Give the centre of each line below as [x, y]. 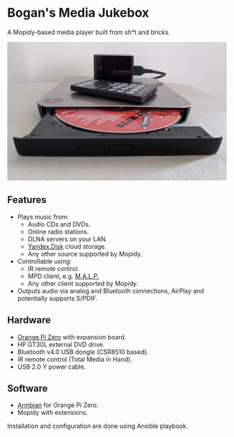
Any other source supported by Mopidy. [85, 254]
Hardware [29, 320]
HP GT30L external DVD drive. [61, 344]
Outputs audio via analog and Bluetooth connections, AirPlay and [110, 291]
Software [28, 388]
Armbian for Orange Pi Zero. [58, 405]
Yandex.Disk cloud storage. [67, 246]
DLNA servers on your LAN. [68, 239]
